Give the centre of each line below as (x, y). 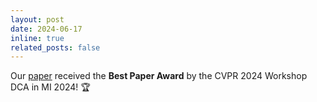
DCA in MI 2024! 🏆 (50, 87)
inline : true (37, 38)
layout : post (37, 19)
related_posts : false (55, 47)
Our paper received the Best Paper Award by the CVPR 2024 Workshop (159, 76)
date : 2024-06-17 (46, 29)
